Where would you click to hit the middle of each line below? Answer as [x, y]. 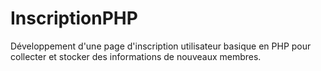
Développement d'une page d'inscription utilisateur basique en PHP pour [161, 46]
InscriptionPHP [74, 18]
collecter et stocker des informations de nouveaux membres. [136, 56]
